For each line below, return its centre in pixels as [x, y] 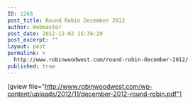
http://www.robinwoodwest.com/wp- [99, 86]
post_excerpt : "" [33, 40]
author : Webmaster [34, 27]
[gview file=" [26, 86]
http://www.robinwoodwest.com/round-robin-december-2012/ [101, 60]
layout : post [27, 47]
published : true [31, 66]
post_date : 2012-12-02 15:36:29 [55, 33]
